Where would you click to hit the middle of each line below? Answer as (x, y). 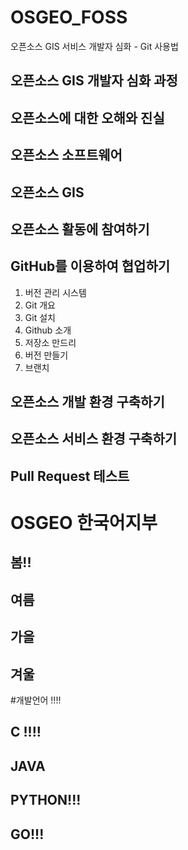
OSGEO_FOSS (69, 17)
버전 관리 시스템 (55, 292)
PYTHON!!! (46, 800)
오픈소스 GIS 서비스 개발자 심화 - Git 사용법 (94, 46)
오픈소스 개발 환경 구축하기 (87, 402)
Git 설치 (40, 317)
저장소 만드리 (50, 342)
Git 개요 (40, 305)
